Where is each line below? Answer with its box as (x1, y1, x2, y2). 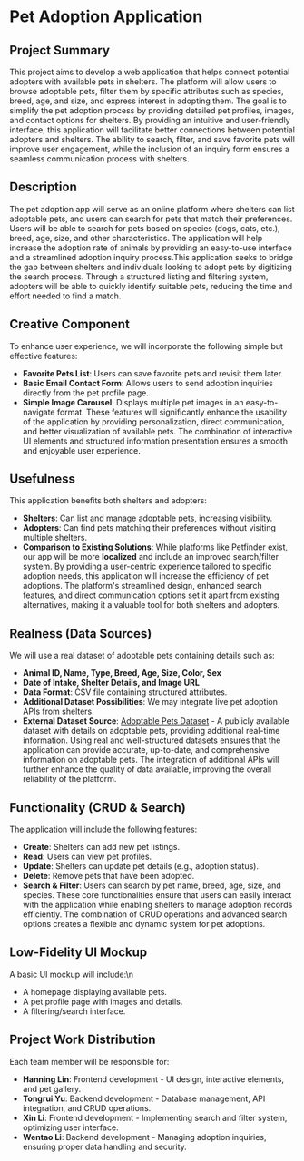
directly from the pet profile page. (22, 387, 150, 398)
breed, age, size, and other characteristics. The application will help (9, 232, 263, 243)
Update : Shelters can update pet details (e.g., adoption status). (22, 861, 259, 872)
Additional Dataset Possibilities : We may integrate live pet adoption (22, 697, 279, 707)
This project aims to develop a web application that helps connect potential (9, 66, 290, 77)
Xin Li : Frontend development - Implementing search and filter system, (22, 1112, 288, 1123)
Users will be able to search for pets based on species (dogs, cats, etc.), (9, 222, 280, 233)
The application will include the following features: (9, 824, 198, 835)
